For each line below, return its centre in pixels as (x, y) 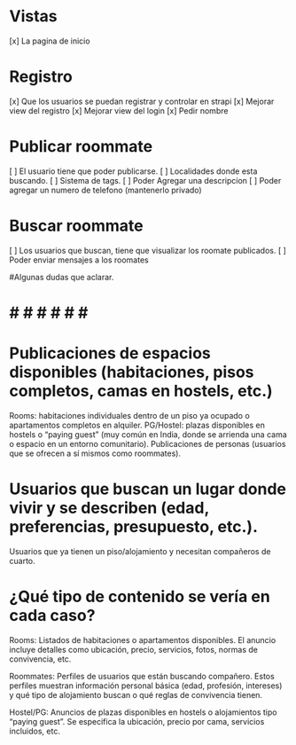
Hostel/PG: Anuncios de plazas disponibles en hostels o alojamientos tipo (143, 712)
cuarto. (22, 561)
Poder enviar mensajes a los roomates (79, 260)
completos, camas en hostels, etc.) (141, 391)
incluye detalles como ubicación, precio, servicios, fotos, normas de (134, 649)
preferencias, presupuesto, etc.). (134, 527)
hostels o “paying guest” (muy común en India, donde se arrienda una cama (148, 434)
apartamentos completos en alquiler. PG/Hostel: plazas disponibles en (137, 425)
